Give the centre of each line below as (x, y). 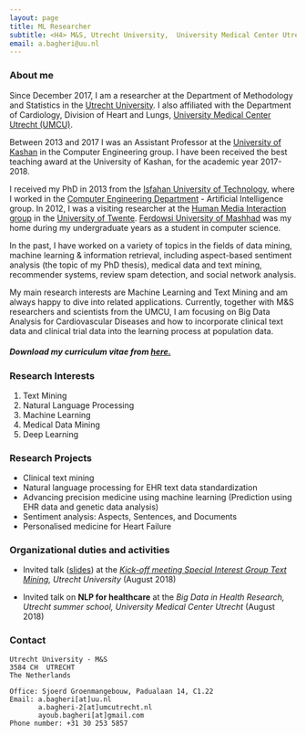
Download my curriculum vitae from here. (90, 352)
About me (32, 76)
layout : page (34, 18)
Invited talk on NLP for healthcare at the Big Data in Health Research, (153, 597)
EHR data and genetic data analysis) (91, 507)
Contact (28, 640)
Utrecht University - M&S (58, 659)
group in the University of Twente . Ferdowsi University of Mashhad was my (151, 218)
